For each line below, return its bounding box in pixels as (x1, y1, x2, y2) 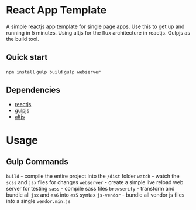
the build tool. (6, 35, 39, 42)
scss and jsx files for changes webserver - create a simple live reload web (6, 178, 184, 185)
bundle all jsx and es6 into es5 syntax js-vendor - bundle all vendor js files (6, 191, 185, 198)
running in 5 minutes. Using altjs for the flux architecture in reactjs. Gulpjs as (6, 29, 191, 36)
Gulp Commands (6, 157, 68, 167)
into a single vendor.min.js (6, 197, 71, 204)
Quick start (6, 52, 48, 62)
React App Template (6, 4, 107, 17)
